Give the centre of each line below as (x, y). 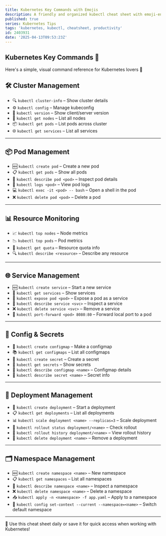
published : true (22, 19)
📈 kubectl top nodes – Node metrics (50, 233)
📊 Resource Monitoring (42, 218)
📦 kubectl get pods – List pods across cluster (60, 123)
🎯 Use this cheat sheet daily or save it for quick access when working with (81, 524)
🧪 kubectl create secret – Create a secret (56, 359)
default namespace (32, 510)
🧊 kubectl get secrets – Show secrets (52, 364)
